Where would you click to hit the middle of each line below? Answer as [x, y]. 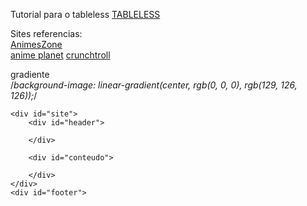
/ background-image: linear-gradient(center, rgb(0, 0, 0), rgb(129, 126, [154, 85]
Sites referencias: [46, 33]
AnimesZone [36, 44]
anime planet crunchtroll [60, 55]
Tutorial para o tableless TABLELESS [85, 14]
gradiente [30, 74]
